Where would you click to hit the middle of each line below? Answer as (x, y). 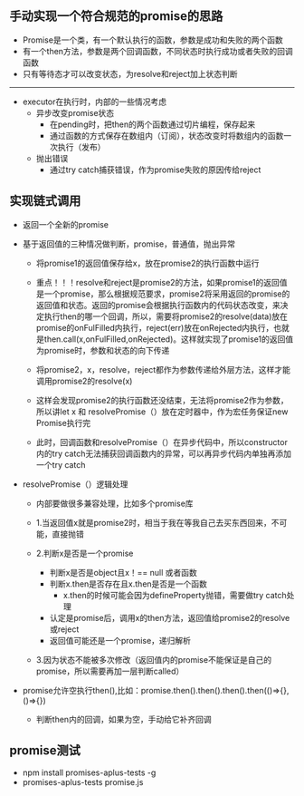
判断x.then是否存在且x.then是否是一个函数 (128, 584)
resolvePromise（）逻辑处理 (75, 484)
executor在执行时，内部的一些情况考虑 (95, 102)
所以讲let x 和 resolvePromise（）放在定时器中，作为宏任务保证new (162, 412)
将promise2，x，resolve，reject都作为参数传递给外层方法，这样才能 (163, 369)
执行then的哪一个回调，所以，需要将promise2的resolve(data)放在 (166, 316)
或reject (64, 629)
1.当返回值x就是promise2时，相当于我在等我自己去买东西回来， (153, 522)
